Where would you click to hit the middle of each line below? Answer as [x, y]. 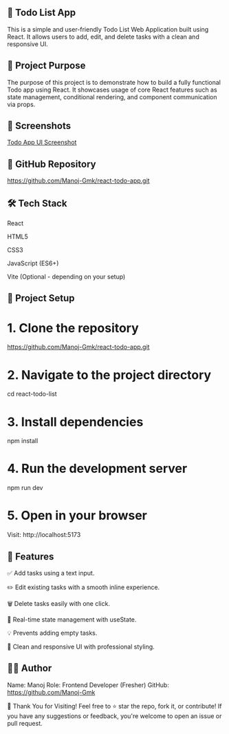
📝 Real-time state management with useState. [72, 619]
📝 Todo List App [42, 13]
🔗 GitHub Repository [52, 164]
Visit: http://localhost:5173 [44, 535]
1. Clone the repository [73, 328]
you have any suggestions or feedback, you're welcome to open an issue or [115, 716]
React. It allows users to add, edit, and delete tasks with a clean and [103, 37]
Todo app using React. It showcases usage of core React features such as [112, 90]
